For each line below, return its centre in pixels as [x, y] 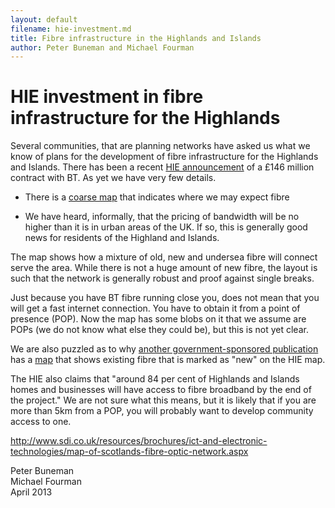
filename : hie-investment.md [71, 29]
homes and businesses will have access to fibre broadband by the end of [161, 390]
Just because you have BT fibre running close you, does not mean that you [165, 298]
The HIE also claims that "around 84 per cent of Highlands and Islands [155, 379]
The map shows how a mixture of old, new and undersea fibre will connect [164, 257]
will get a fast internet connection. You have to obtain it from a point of [155, 308]
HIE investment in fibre [107, 97]
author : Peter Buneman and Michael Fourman [102, 47]
